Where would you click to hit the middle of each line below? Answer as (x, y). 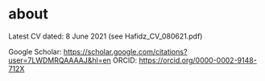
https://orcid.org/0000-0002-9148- (198, 60)
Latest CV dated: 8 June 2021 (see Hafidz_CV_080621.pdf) (106, 36)
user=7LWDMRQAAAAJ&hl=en (60, 60)
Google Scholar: (35, 51)
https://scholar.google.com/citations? (125, 51)
